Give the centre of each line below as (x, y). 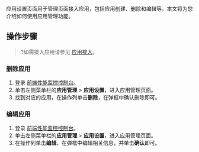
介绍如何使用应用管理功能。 (40, 16)
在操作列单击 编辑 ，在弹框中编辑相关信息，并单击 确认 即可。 (87, 143)
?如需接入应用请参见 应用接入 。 (59, 51)
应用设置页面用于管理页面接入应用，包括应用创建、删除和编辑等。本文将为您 (99, 9)
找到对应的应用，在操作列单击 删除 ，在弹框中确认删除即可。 (87, 98)
